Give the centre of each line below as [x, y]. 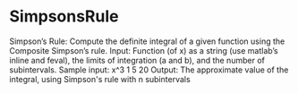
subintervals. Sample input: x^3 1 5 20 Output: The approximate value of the [149, 70]
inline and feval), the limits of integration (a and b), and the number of [137, 60]
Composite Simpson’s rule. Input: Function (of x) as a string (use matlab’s [144, 50]
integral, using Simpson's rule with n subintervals [100, 79]
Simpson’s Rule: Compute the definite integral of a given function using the [147, 41]
